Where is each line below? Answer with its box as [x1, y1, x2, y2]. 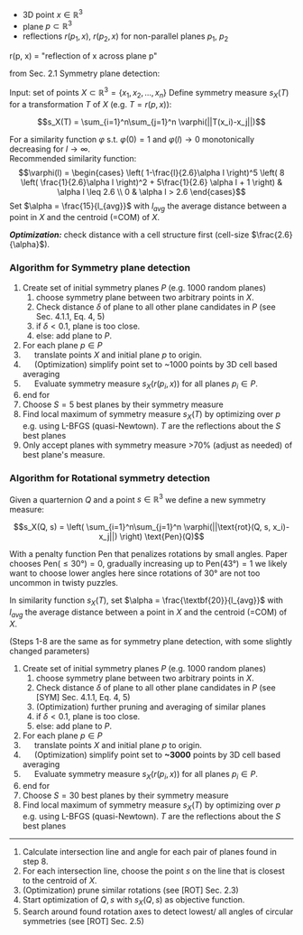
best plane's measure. [22, 449, 106, 460]
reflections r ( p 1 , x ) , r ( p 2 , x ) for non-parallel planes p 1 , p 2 [22, 31, 229, 44]
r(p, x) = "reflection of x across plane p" [9, 51, 158, 61]
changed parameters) [9, 645, 90, 656]
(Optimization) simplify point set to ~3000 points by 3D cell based [34, 749, 281, 760]
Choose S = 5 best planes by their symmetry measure [22, 399, 224, 410]
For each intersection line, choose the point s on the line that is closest [22, 866, 286, 876]
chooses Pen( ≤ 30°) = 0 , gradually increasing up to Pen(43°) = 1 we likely [9, 559, 288, 569]
